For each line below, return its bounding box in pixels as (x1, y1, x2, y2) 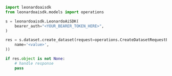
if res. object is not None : (5, 56, 66, 61)
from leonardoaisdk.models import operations (5, 9, 104, 15)
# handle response (14, 61, 54, 66)
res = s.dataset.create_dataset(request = (5, 37, 95, 43)
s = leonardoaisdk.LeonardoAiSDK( (5, 18, 79, 24)
